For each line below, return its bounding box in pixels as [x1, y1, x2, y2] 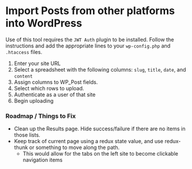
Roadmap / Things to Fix [5, 111, 76, 120]
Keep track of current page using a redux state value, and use [13, 138, 163, 145]
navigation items [22, 157, 63, 164]
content [13, 73, 33, 79]
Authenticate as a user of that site [13, 91, 96, 98]
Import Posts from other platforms [5, 4, 175, 18]
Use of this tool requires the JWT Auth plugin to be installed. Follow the [5, 36, 174, 43]
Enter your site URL [13, 60, 61, 67]
